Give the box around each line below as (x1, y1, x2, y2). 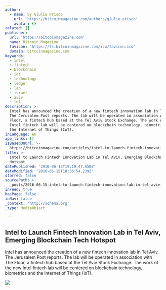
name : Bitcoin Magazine (9, 40, 58, 45)
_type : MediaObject (5, 205, 45, 211)
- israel (9, 90, 28, 95)
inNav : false (5, 196, 32, 201)
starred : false (5, 173, 37, 178)
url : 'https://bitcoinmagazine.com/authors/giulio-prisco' (14, 16, 138, 21)
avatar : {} (14, 21, 37, 26)
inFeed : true (5, 187, 32, 192)
